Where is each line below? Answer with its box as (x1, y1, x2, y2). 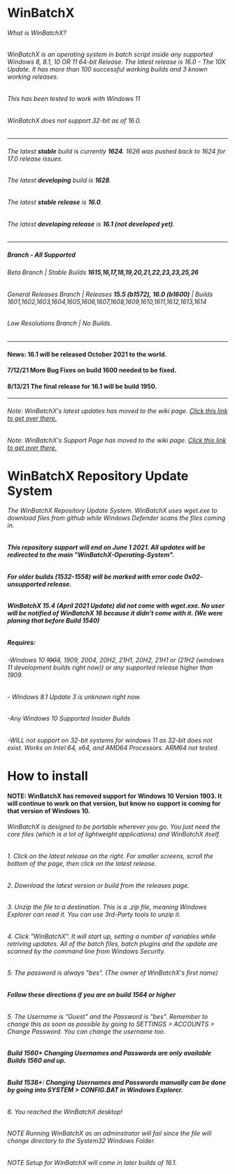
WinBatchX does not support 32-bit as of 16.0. (7, 116, 141, 124)
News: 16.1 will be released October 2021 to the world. (7, 349, 167, 359)
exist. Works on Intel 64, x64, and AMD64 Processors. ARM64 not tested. (7, 744, 220, 752)
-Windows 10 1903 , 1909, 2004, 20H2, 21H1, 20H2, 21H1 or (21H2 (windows (7, 656, 225, 665)
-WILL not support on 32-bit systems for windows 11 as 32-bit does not (7, 736, 213, 745)
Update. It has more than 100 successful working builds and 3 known (7, 65, 208, 74)
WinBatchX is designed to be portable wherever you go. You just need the (7, 822, 221, 831)
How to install (7, 768, 89, 784)
